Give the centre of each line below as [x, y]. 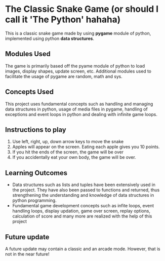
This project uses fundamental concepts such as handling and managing [79, 104]
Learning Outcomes [36, 173]
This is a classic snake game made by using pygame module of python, [78, 33]
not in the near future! [27, 254]
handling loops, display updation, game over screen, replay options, [81, 211]
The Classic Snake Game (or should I [82, 9]
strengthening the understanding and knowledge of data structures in [83, 195]
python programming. [34, 200]
